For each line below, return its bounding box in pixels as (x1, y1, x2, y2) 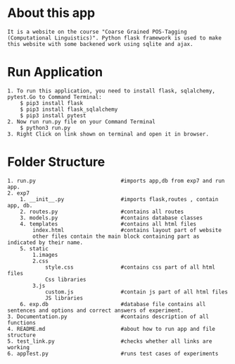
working (7, 344, 30, 351)
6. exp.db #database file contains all (20, 301, 206, 308)
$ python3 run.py (20, 124, 71, 131)
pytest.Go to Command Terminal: (7, 93, 102, 100)
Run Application (7, 64, 103, 80)
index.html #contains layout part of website (32, 226, 222, 233)
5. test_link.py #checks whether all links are (7, 337, 212, 345)
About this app (7, 5, 96, 21)
